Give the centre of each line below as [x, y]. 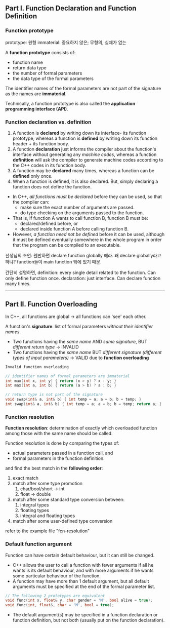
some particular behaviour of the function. [57, 576]
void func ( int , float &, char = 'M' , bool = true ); [60, 605]
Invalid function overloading [37, 367]
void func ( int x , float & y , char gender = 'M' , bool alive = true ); [79, 600]
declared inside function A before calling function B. [74, 229]
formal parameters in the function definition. [58, 458]
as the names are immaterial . [36, 94]
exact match [26, 478]
